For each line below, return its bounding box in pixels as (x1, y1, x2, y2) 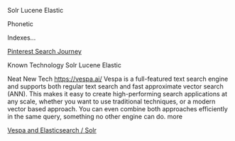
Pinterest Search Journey (7, 47, 82, 55)
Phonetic (7, 20, 34, 28)
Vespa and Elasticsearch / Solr (7, 126, 97, 134)
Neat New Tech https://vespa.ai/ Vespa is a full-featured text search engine (7, 74, 229, 83)
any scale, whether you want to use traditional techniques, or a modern (7, 97, 216, 106)
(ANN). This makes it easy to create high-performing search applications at (7, 90, 228, 98)
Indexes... (7, 33, 36, 42)
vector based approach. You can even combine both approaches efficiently (7, 105, 229, 113)
